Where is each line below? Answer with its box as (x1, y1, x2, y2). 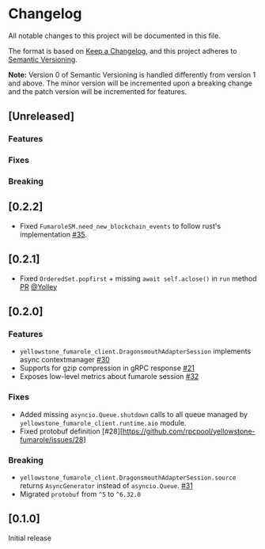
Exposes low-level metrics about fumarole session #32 (19, 372, 199, 381)
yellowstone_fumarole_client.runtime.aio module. (19, 418, 187, 427)
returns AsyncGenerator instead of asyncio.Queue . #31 (19, 481, 194, 490)
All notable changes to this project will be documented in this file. (8, 31, 221, 40)
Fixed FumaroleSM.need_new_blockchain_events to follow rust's (19, 221, 221, 230)
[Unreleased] (8, 110, 75, 123)
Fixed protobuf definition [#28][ (19, 426, 123, 436)
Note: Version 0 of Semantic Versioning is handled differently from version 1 (8, 70, 256, 79)
